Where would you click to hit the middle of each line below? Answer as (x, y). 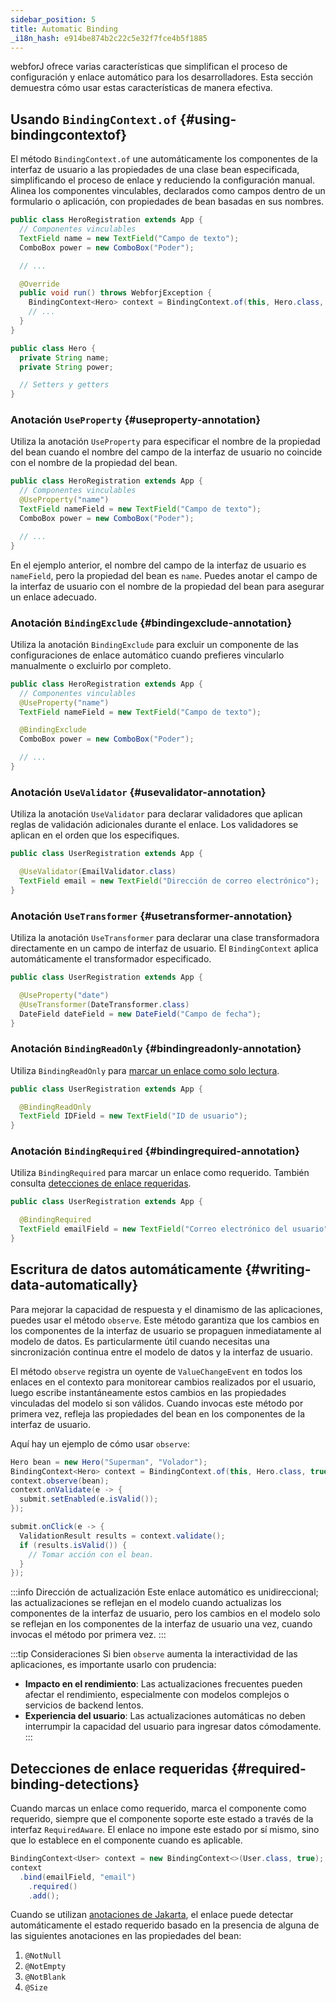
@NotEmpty (45, 1967)
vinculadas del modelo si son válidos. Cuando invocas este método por (157, 1403)
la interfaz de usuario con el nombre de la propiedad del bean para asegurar (167, 586)
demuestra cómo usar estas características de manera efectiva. (141, 88)
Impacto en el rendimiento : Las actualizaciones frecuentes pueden (163, 1684)
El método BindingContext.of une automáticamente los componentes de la (164, 159)
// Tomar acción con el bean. (91, 1554)
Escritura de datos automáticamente (126, 1269)
